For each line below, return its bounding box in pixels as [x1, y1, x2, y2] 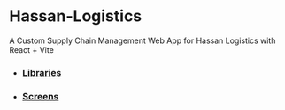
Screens [21, 90, 59, 102]
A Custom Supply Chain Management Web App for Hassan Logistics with [9, 35, 276, 46]
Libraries [21, 66, 62, 78]
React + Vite [9, 44, 55, 55]
